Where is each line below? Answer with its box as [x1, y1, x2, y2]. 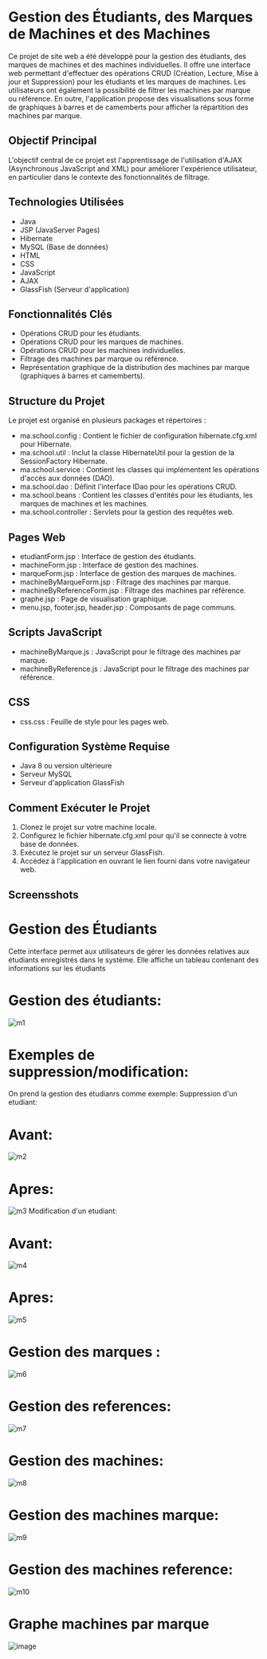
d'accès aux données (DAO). [19, 474, 115, 483]
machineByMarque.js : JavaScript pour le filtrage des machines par [19, 647, 241, 657]
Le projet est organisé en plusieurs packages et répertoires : [8, 415, 206, 425]
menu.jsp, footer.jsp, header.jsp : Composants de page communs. [19, 603, 237, 612]
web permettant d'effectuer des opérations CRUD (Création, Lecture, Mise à [8, 68, 259, 77]
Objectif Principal [8, 134, 97, 148]
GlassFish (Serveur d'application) [19, 284, 130, 294]
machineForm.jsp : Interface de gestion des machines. [19, 560, 199, 570]
